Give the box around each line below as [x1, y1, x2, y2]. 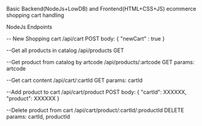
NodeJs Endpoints [6, 24, 53, 30]
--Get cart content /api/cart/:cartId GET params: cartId [6, 77, 143, 84]
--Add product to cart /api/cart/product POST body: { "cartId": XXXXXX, [6, 88, 187, 96]
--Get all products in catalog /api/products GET [6, 47, 124, 54]
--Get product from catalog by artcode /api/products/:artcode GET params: [6, 59, 195, 65]
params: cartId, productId [6, 113, 70, 120]
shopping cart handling [6, 12, 65, 19]
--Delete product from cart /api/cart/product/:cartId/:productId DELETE [6, 107, 184, 114]
